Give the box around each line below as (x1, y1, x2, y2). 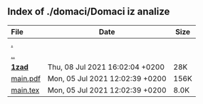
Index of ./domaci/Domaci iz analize (7, 6, 170, 18)
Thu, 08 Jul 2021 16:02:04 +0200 (47, 62, 165, 72)
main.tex (11, 85, 40, 95)
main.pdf (11, 73, 41, 83)
